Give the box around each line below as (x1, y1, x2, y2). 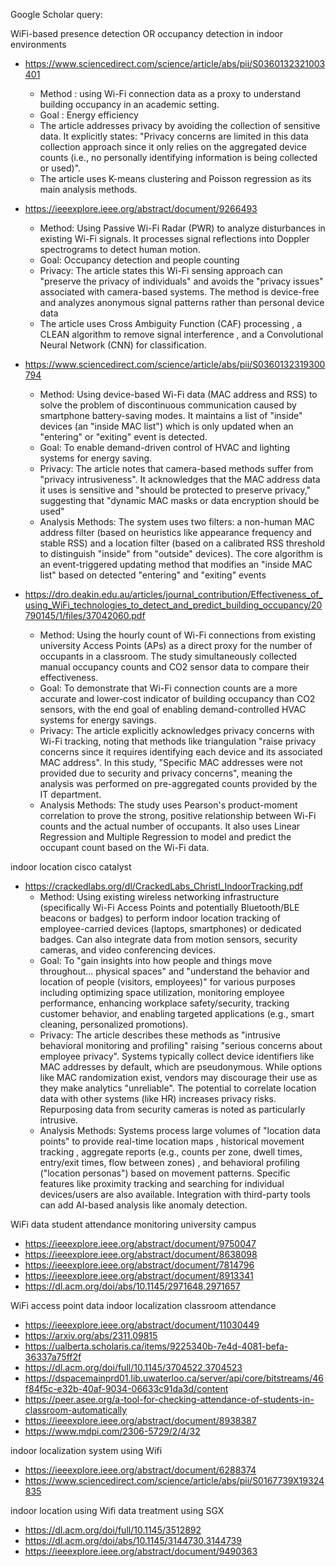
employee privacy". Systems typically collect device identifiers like (39, 1050, 315, 1062)
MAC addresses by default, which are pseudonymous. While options (39, 1061, 323, 1073)
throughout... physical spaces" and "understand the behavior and (39, 965, 310, 977)
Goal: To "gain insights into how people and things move (39, 955, 273, 966)
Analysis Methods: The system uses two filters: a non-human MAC (39, 516, 315, 528)
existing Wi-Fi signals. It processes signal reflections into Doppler (39, 233, 310, 244)
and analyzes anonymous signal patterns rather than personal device (39, 297, 325, 308)
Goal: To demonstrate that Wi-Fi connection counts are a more (39, 682, 298, 694)
